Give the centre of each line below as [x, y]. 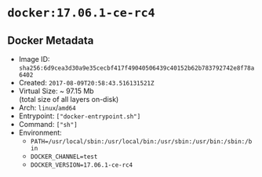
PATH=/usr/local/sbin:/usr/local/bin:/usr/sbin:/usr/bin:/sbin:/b [141, 142]
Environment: [40, 132]
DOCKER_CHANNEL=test [64, 157]
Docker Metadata [51, 40]
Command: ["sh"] [48, 124]
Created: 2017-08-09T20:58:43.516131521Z [86, 83]
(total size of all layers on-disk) [69, 99]
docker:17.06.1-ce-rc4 [81, 13]
